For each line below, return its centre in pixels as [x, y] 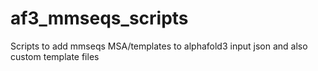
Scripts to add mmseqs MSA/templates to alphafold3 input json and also [159, 46]
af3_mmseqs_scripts [99, 18]
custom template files [55, 56]
